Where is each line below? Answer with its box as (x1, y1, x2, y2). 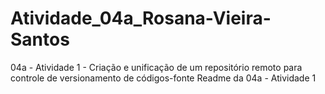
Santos (10, 28, 70, 51)
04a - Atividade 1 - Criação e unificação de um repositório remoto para (10, 61, 303, 73)
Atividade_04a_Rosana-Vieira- (10, 7, 272, 30)
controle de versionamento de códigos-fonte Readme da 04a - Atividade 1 (10, 72, 317, 84)
